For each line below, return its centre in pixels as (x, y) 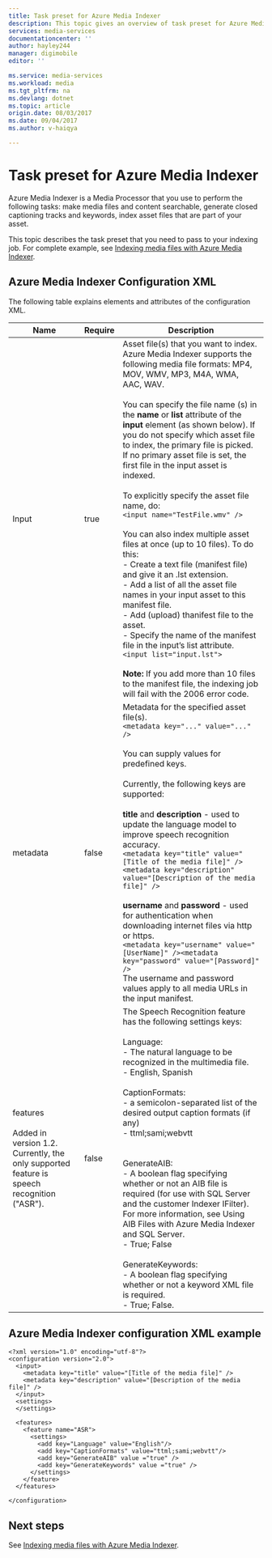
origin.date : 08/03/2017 (50, 113)
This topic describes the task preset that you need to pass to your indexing (133, 239)
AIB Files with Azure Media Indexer (189, 1224)
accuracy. (141, 844)
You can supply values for (172, 754)
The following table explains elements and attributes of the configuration (130, 301)
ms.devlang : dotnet (41, 98)
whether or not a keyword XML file (188, 1284)
